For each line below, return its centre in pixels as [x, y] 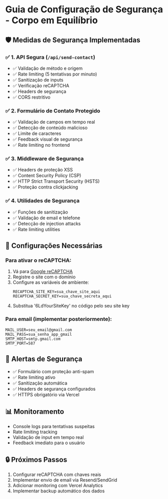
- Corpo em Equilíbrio [52, 20]
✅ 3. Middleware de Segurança [45, 159]
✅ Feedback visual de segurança [48, 139]
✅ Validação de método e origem [48, 68]
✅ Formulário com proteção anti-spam [53, 371]
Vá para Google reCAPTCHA [43, 272]
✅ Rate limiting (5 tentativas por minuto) [55, 74]
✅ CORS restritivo [31, 97]
